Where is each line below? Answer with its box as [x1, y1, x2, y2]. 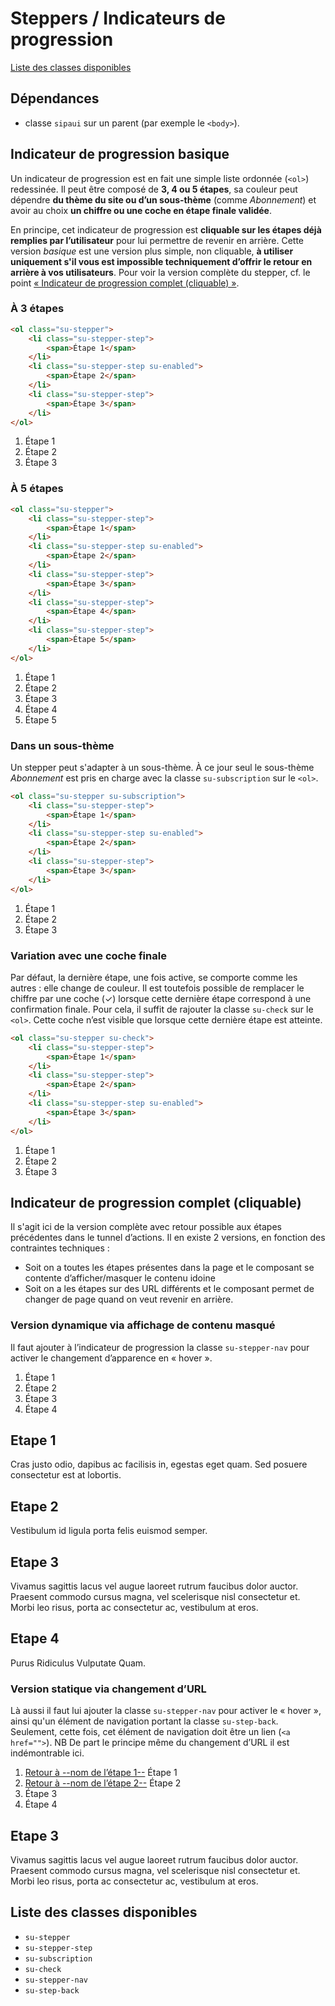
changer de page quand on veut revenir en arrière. [24, 1293, 234, 1306]
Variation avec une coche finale [10, 948, 167, 962]
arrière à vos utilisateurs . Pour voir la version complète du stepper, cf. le [10, 266, 311, 278]
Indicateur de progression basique [10, 146, 230, 163]
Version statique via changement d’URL [10, 1682, 207, 1696]
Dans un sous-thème [10, 738, 115, 752]
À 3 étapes [10, 302, 65, 316]
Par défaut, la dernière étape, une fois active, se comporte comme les [10, 971, 298, 983]
